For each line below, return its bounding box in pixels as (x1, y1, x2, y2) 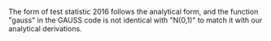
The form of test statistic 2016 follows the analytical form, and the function (8, 7, 259, 16)
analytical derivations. (8, 24, 83, 33)
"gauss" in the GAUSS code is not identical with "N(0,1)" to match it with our (8, 15, 263, 25)
